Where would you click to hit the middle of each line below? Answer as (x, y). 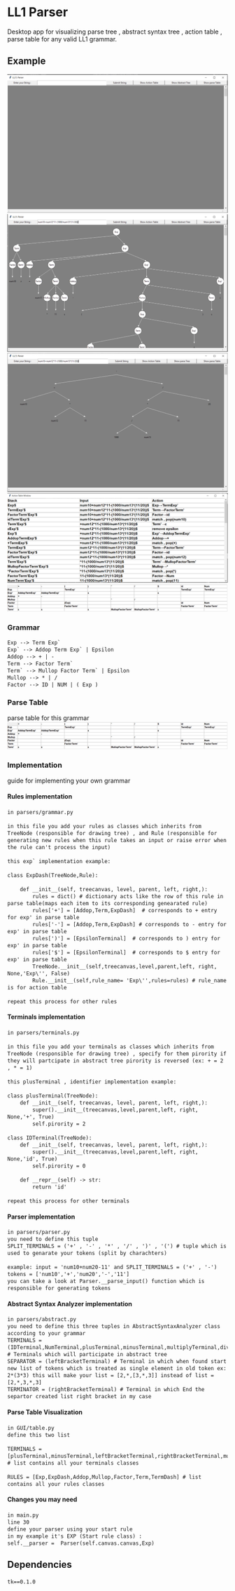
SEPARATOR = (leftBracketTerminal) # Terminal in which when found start (117, 1362)
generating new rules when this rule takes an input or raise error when (117, 840)
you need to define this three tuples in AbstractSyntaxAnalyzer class (114, 1327)
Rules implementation (40, 797)
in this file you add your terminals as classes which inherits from (111, 1047)
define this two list (39, 1435)
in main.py (23, 1515)
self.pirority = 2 (59, 1124)
